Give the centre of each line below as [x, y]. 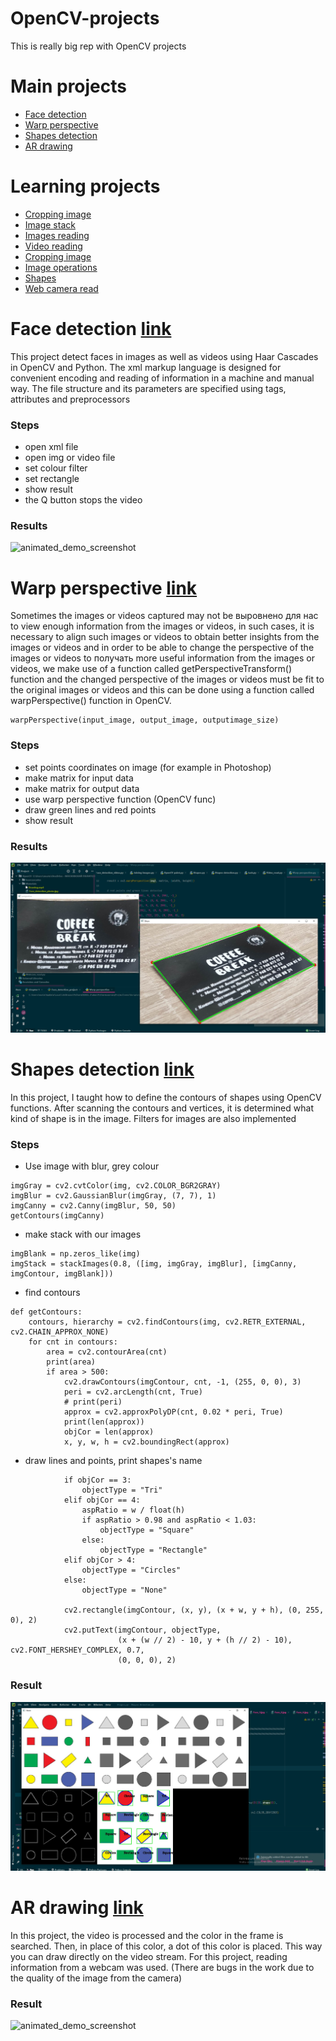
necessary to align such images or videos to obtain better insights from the [165, 637]
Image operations [61, 267]
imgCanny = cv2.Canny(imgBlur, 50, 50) [93, 1206]
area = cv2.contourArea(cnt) [107, 1352]
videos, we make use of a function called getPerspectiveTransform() [151, 669]
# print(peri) [93, 1402]
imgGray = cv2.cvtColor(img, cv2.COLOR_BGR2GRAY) [116, 1186]
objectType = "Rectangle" [153, 1550]
